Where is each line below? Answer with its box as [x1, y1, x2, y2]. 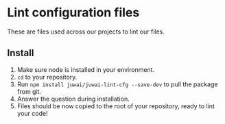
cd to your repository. [16, 73, 78, 81]
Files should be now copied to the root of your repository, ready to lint [16, 101, 215, 110]
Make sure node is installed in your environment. [16, 65, 155, 73]
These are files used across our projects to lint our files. [7, 27, 165, 36]
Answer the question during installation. [16, 95, 130, 103]
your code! [16, 109, 48, 117]
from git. [16, 87, 42, 95]
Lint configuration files [7, 5, 140, 21]
